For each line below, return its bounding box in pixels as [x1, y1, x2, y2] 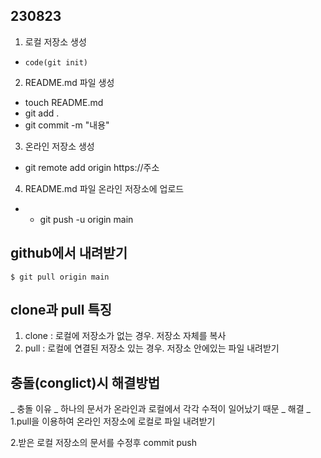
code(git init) [24, 57, 89, 68]
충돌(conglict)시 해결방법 [10, 374, 161, 391]
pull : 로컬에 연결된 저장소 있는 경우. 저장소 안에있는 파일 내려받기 [24, 342, 280, 354]
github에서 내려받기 [10, 245, 128, 262]
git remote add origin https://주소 [24, 161, 160, 173]
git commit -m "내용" [24, 119, 110, 131]
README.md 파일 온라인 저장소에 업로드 [24, 182, 185, 194]
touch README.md [24, 96, 104, 108]
